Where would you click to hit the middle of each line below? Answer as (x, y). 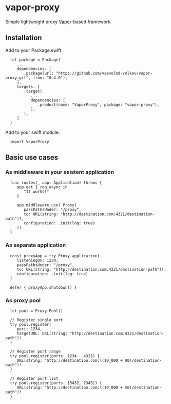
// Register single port (36, 320)
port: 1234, (30, 329)
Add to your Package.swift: (34, 50)
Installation (24, 38)
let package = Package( (35, 60)
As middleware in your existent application (60, 172)
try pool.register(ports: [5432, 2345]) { (56, 383)
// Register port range (35, 352)
